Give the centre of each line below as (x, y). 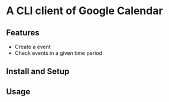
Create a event (33, 47)
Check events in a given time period (58, 53)
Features (23, 33)
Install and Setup (38, 72)
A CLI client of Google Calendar (85, 11)
